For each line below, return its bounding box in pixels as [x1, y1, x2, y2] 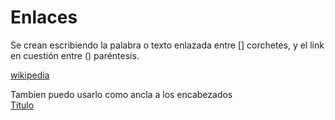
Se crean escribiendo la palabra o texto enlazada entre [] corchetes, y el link [10, 39, 325, 51]
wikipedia [10, 69, 50, 81]
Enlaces [10, 6, 78, 29]
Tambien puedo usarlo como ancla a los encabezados [10, 88, 233, 100]
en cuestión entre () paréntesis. [10, 49, 140, 61]
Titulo [10, 99, 35, 111]
